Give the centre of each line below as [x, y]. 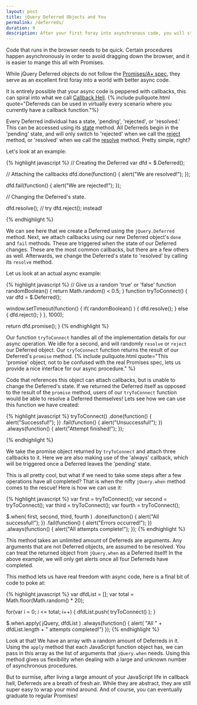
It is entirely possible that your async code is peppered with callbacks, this [96, 91]
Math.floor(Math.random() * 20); [45, 601]
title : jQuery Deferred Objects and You [56, 17]
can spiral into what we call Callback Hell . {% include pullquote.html [88, 98]
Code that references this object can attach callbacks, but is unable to [91, 380]
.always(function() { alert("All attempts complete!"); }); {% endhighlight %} [96, 529]
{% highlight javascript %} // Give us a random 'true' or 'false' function [91, 285]
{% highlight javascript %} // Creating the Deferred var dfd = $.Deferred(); [96, 163]
